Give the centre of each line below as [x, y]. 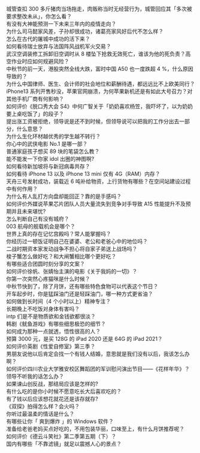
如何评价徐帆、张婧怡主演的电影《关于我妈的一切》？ [72, 271]
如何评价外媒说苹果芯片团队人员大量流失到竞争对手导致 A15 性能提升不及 [96, 204]
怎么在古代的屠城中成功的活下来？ [48, 39]
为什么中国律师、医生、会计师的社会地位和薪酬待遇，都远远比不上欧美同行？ [101, 84]
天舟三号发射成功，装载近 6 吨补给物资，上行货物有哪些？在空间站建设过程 [99, 181]
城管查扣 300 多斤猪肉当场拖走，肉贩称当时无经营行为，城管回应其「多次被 [99, 9]
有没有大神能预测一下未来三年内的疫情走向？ [61, 24]
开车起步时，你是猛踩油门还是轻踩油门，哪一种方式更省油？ [80, 294]
